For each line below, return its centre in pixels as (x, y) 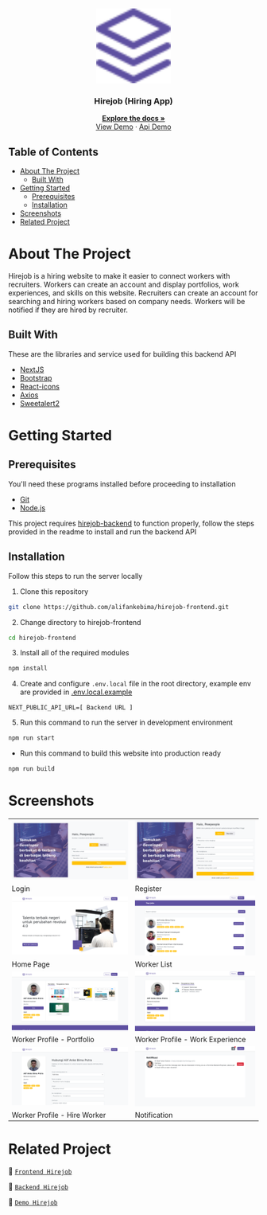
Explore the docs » (133, 119)
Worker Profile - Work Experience (190, 1040)
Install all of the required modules (74, 653)
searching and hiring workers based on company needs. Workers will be (127, 302)
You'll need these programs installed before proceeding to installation (122, 484)
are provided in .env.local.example (76, 692)
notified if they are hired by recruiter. (68, 310)
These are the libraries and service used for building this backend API (122, 354)
